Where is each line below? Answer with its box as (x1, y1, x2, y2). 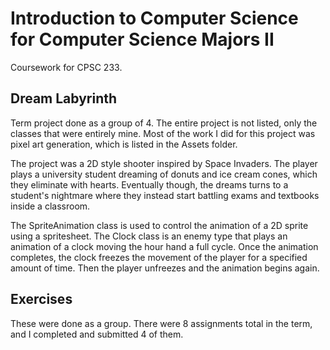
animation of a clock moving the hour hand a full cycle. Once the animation (10, 240, 319, 252)
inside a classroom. (10, 200, 91, 212)
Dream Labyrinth (10, 90, 118, 107)
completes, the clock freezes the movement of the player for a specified (10, 251, 308, 263)
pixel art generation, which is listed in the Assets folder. (10, 138, 238, 150)
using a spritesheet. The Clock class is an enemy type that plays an (10, 230, 288, 242)
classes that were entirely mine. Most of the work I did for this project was (10, 127, 316, 139)
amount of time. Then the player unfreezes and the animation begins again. (10, 262, 320, 274)
